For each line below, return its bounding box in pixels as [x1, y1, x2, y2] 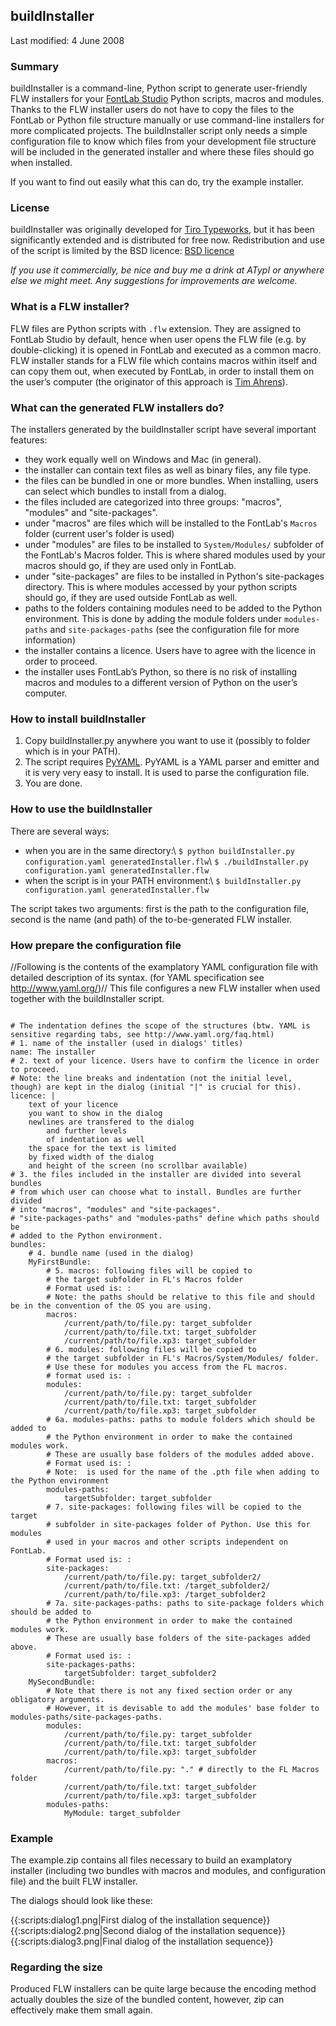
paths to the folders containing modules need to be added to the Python [24, 602, 323, 614]
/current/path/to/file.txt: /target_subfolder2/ [63, 1580, 271, 1591]
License [10, 201, 50, 215]
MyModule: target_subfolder [63, 1808, 182, 1818]
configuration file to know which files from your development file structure [10, 135, 317, 148]
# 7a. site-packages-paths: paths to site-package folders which [46, 1598, 325, 1608]
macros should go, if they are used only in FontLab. [24, 560, 237, 571]
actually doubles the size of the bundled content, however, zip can [10, 1994, 285, 2006]
